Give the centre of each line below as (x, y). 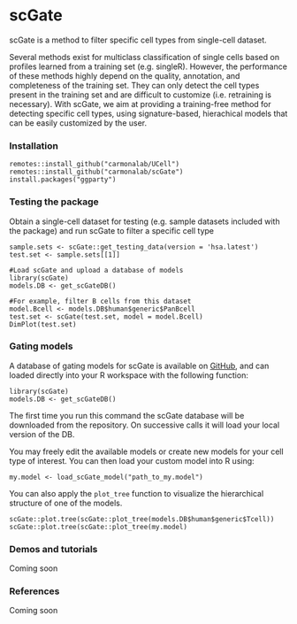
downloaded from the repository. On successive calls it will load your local (145, 425)
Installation (34, 145)
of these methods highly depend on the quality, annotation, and (125, 75)
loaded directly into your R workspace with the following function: (129, 375)
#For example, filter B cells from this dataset (100, 301)
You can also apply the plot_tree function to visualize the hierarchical (137, 493)
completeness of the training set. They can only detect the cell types (134, 85)
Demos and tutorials (53, 549)
